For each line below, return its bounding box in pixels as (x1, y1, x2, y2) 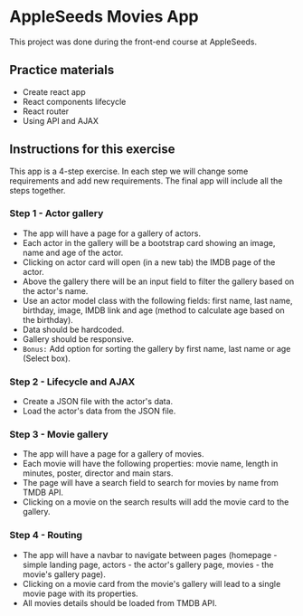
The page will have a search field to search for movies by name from (22, 478, 279, 488)
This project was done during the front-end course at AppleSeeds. (9, 36, 258, 47)
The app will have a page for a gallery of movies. (22, 449, 205, 460)
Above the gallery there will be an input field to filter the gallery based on (22, 276, 295, 287)
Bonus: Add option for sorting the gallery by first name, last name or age (22, 343, 291, 354)
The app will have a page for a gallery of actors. (22, 228, 202, 239)
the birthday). (22, 314, 74, 325)
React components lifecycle (22, 96, 127, 107)
